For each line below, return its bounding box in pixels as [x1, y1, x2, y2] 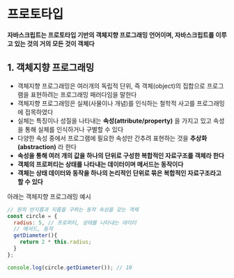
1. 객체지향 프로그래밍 [7, 62, 95, 74]
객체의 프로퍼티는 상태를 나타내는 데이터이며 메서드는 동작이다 [17, 160, 184, 168]
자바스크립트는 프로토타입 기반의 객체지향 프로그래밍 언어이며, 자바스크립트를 [7, 31, 214, 39]
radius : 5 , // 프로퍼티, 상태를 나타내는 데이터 [13, 219, 137, 226]
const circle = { [7, 213, 58, 219]
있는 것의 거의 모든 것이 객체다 [14, 39, 95, 47]
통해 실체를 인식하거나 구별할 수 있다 [24, 125, 124, 133]
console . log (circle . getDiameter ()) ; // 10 [7, 264, 132, 271]
